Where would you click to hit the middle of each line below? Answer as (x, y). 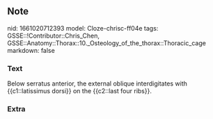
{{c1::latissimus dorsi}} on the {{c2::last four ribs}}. (79, 91)
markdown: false (31, 50)
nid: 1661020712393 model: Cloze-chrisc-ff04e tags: (83, 28)
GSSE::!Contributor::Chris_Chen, (53, 35)
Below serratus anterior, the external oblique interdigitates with (97, 84)
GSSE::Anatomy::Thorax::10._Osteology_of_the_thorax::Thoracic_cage (107, 43)
